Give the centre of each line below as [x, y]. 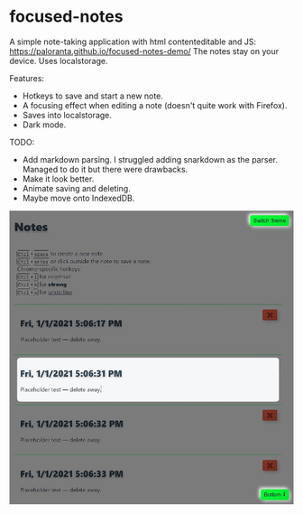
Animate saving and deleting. [76, 188]
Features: [27, 78]
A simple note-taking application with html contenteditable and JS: [133, 42]
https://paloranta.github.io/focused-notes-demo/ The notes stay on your [144, 51]
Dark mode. [44, 125]
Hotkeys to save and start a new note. [93, 96]
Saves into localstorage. [67, 115]
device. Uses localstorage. [59, 61]
